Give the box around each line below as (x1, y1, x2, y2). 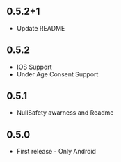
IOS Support (16, 63, 53, 71)
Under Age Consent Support (16, 70, 99, 79)
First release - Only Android (16, 147, 97, 156)
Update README (16, 24, 65, 32)
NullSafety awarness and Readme (16, 108, 114, 117)
